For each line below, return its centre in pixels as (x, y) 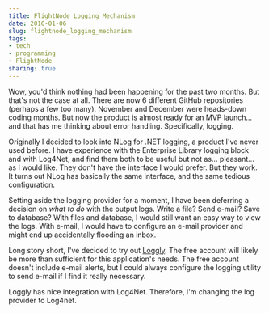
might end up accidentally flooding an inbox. (82, 235)
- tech (19, 46)
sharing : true (32, 69)
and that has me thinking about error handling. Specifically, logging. (121, 125)
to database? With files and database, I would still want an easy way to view (134, 217)
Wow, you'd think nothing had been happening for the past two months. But (134, 91)
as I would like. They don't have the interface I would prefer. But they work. (133, 167)
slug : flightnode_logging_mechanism (70, 31)
